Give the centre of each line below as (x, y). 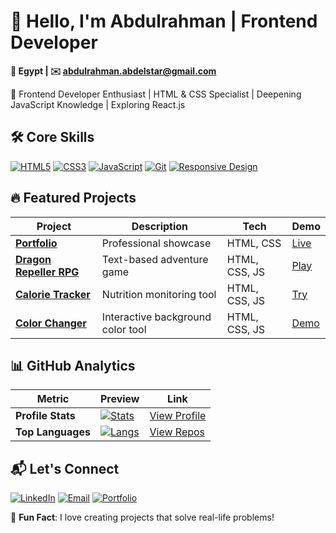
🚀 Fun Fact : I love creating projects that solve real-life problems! (142, 517)
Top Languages (53, 432)
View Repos (177, 432)
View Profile (178, 416)
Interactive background (156, 317)
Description (160, 226)
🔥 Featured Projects (73, 198)
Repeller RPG (47, 272)
